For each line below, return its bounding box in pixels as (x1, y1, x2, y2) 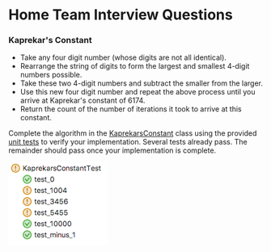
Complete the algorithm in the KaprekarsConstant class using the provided (8, 128, 257, 138)
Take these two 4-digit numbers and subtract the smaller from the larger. (19, 78, 264, 88)
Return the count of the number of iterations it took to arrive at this (19, 104, 242, 114)
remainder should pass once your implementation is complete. (8, 145, 217, 155)
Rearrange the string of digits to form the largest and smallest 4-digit (19, 61, 250, 71)
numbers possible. (19, 70, 83, 80)
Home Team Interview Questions (8, 6, 233, 24)
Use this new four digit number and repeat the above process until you (19, 87, 256, 97)
